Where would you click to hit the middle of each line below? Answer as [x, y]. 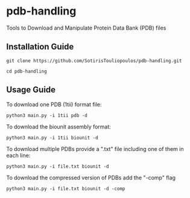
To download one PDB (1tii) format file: [54, 104]
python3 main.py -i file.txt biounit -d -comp [66, 188]
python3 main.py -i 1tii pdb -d [47, 115]
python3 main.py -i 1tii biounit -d [52, 138]
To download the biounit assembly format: [59, 126]
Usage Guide [31, 90]
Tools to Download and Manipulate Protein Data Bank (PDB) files [86, 28]
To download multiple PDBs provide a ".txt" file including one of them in [95, 148]
